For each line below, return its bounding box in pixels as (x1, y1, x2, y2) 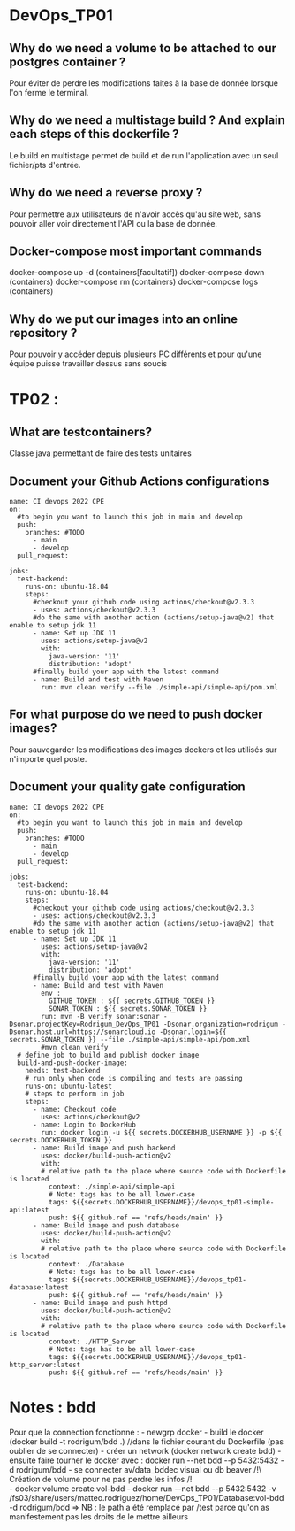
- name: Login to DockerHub (32, 1120, 137, 1129)
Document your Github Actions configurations (9, 473, 269, 489)
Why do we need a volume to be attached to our (9, 41, 276, 56)
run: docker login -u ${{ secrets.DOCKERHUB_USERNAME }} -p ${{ (41, 1127, 283, 1137)
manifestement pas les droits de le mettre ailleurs (9, 1511, 188, 1522)
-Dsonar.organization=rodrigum (163, 1019, 278, 1028)
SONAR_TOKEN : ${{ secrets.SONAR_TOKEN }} (48, 1004, 208, 1013)
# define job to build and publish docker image (17, 1050, 200, 1059)
